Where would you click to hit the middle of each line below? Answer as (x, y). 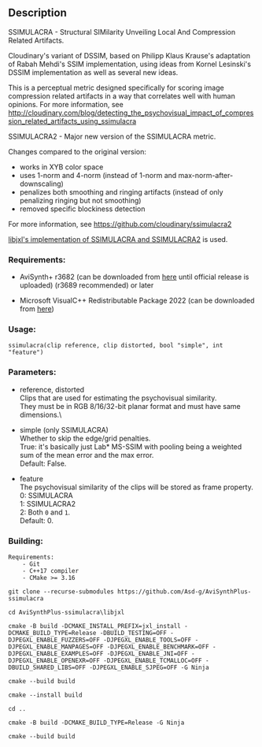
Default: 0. (36, 520)
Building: (26, 541)
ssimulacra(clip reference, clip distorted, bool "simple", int (116, 346)
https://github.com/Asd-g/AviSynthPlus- (184, 592)
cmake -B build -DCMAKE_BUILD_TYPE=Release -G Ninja (96, 723)
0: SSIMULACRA (46, 495)
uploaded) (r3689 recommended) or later (87, 285)
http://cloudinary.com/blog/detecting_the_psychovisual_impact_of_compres (131, 113)
